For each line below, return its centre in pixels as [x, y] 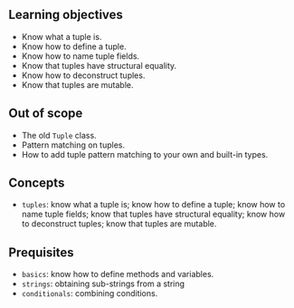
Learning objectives [66, 15]
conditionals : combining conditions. [90, 294]
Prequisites [41, 252]
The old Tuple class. [59, 135]
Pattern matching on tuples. [73, 145]
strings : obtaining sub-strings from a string [103, 284]
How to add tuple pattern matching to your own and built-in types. [145, 154]
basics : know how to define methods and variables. [118, 274]
